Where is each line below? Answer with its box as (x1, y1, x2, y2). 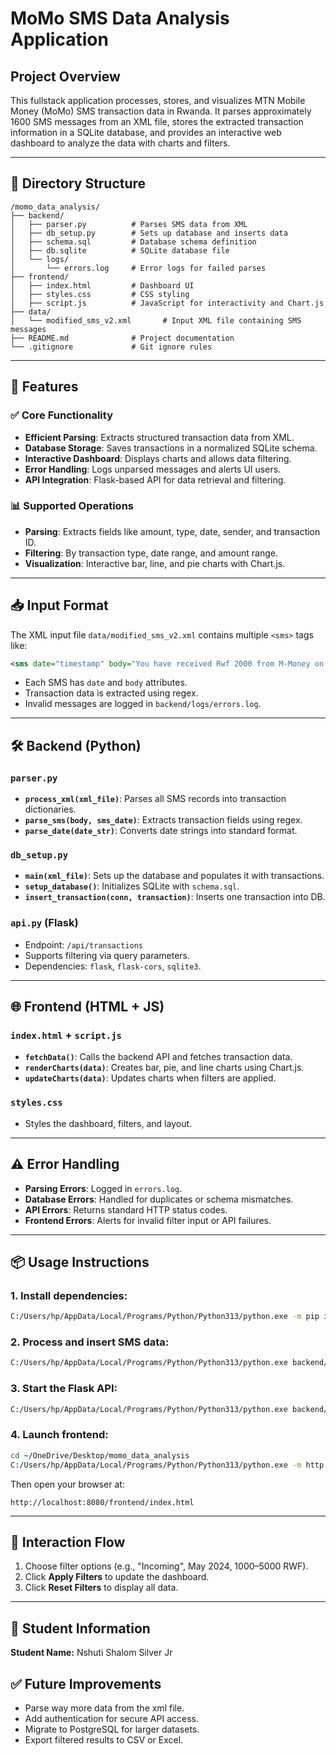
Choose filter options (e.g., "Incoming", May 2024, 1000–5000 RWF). (24, 1560, 309, 1572)
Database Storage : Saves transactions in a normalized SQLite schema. (24, 442, 318, 454)
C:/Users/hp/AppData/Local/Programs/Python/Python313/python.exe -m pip (10, 1312, 320, 1322)
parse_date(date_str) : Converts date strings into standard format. (24, 825, 298, 837)
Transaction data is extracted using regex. (24, 687, 199, 699)
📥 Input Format (10, 597, 109, 614)
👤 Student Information (10, 1620, 151, 1637)
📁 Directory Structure (10, 175, 147, 192)
